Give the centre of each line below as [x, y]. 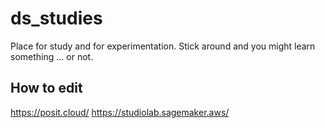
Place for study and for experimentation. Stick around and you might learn [163, 46]
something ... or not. [52, 56]
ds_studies [56, 18]
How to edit [46, 88]
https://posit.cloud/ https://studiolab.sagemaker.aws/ [120, 112]
